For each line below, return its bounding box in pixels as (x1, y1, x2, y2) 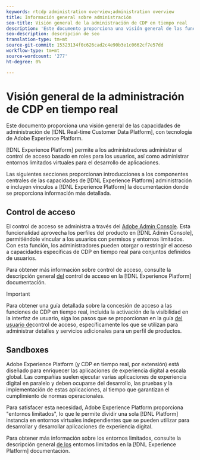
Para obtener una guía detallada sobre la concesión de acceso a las (6, 302, 173, 309)
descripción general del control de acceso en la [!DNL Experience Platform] (6, 272, 192, 280)
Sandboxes (6, 345, 49, 355)
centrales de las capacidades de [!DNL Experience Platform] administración (6, 177, 192, 184)
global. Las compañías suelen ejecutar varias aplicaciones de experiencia (6, 373, 187, 381)
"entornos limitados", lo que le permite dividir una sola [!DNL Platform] (6, 410, 179, 418)
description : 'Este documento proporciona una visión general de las (6, 25, 183, 32)
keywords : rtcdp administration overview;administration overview (6, 8, 174, 15)
